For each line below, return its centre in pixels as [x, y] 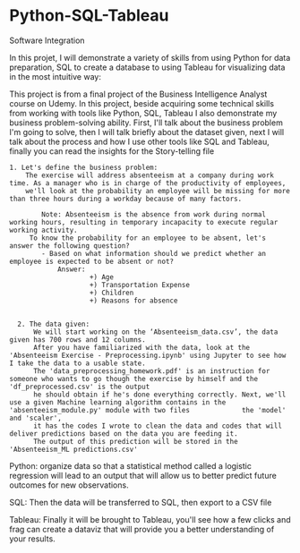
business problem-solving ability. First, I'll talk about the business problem [146, 123]
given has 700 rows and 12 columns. [77, 340]
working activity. [43, 230]
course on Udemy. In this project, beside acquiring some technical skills [142, 103]
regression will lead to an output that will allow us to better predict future [143, 475]
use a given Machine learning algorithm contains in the [118, 402]
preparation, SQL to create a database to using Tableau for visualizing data [147, 67]
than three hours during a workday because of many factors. [126, 199]
